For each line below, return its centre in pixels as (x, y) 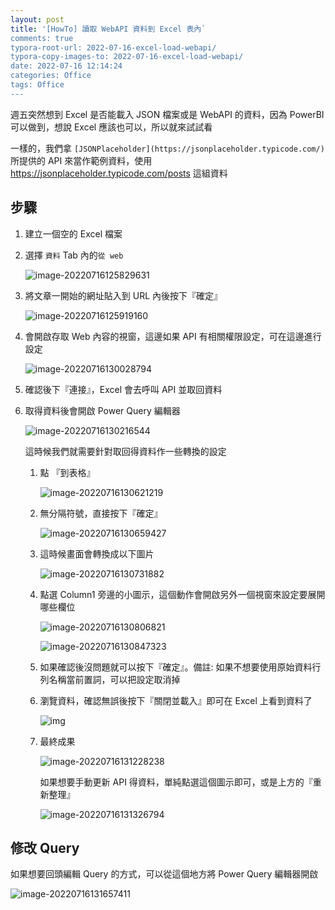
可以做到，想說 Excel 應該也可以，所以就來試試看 (111, 127)
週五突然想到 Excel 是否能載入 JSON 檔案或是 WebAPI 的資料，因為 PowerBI (167, 114)
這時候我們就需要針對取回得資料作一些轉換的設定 (125, 451)
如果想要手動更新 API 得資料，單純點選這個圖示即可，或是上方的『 (176, 782)
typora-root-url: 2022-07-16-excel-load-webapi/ (113, 47)
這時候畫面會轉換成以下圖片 (97, 553)
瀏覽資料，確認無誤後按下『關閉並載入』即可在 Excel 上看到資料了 (176, 700)
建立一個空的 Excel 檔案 (73, 233)
